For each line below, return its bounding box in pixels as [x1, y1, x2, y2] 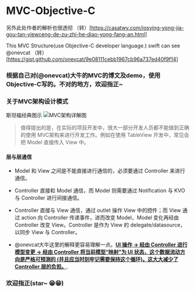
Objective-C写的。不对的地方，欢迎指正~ [6, 80, 123, 88]
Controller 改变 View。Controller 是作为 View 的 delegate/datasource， [14, 221, 186, 229]
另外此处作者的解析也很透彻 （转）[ [6, 24, 92, 31]
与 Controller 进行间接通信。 [14, 194, 83, 201]
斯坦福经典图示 [6, 112, 42, 119]
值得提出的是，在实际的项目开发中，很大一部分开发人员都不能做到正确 [20, 124, 190, 131]
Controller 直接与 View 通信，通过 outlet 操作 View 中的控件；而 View [14, 207, 182, 214]
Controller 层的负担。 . [14, 263, 68, 270]
